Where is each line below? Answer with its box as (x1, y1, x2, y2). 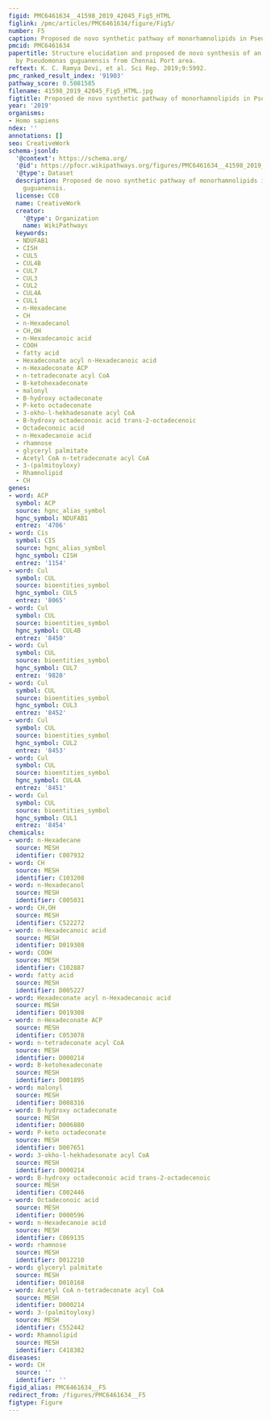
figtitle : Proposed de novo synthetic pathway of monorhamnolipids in (8, 94, 251, 102)
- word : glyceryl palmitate (8, 1263, 103, 1271)
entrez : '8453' (15, 747, 67, 755)
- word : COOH (8, 949, 52, 957)
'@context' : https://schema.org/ (15, 154, 128, 162)
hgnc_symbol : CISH (15, 551, 78, 560)
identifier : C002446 (15, 1188, 85, 1197)
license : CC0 (15, 191, 60, 200)
